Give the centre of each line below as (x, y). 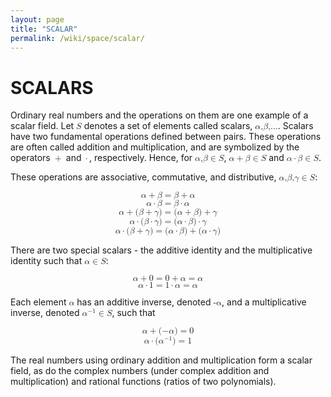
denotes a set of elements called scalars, (168, 126)
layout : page (37, 19)
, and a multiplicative (264, 302)
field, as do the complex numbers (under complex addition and (140, 371)
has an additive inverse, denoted (144, 302)
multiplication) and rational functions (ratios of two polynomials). (143, 382)
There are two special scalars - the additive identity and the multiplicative (161, 250)
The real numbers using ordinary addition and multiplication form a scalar (161, 360)
